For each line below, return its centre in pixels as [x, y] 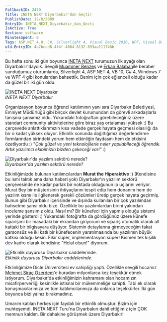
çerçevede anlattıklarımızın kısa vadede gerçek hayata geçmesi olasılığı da [82, 128]
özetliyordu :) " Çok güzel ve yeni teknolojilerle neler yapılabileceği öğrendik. [83, 144]
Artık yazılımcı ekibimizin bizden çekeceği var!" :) [55, 149]
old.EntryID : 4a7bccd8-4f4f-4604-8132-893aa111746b [60, 47]
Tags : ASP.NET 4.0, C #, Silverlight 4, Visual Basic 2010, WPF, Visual [81, 42]
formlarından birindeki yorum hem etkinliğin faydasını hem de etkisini [76, 139]
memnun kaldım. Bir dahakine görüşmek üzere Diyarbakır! [65, 314]
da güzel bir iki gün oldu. [30, 82]
